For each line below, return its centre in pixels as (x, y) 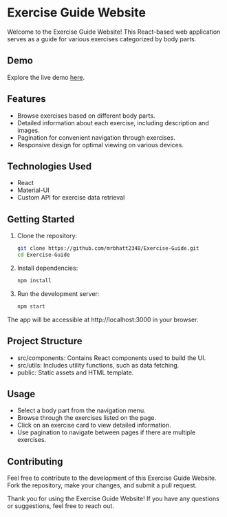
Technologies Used (49, 166)
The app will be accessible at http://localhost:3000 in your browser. (103, 319)
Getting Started (41, 219)
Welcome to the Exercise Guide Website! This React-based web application (114, 32)
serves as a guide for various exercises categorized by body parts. (102, 39)
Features (26, 99)
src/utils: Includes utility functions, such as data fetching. (98, 365)
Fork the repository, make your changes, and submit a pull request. (102, 485)
